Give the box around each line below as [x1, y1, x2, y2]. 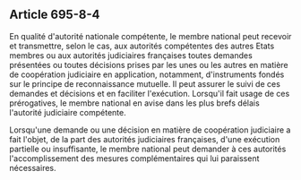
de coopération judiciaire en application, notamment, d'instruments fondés [9, 69, 285, 80]
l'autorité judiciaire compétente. [9, 107, 127, 117]
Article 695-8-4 [9, 7, 100, 22]
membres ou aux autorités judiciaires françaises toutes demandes [9, 49, 253, 61]
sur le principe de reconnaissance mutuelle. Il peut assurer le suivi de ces [9, 78, 280, 89]
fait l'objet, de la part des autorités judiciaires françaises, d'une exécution [9, 133, 280, 144]
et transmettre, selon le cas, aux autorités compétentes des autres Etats [9, 40, 275, 51]
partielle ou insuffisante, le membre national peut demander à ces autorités [9, 143, 287, 154]
